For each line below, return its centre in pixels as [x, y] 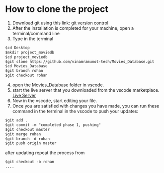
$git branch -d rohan [28, 139]
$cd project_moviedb [27, 57]
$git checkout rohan [27, 75]
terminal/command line [36, 33]
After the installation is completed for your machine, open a [73, 28]
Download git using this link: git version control [60, 23]
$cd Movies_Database [27, 66]
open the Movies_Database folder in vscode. [58, 85]
